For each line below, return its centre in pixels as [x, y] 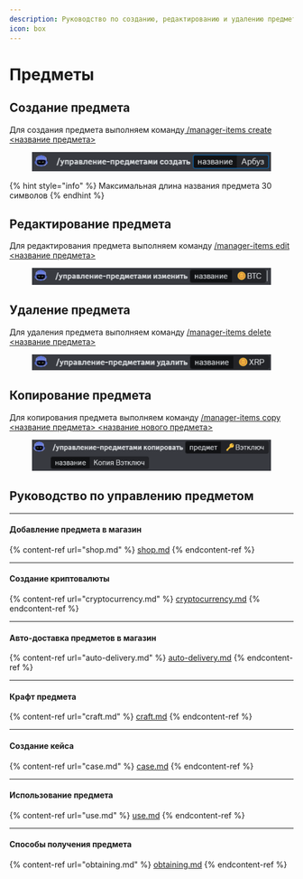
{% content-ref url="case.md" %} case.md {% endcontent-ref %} [132, 766]
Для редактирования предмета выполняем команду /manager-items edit [150, 245]
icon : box [28, 28]
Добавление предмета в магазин [76, 530]
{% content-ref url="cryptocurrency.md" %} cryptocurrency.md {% [135, 599]
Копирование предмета [80, 396]
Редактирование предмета [90, 224]
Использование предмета [61, 795]
